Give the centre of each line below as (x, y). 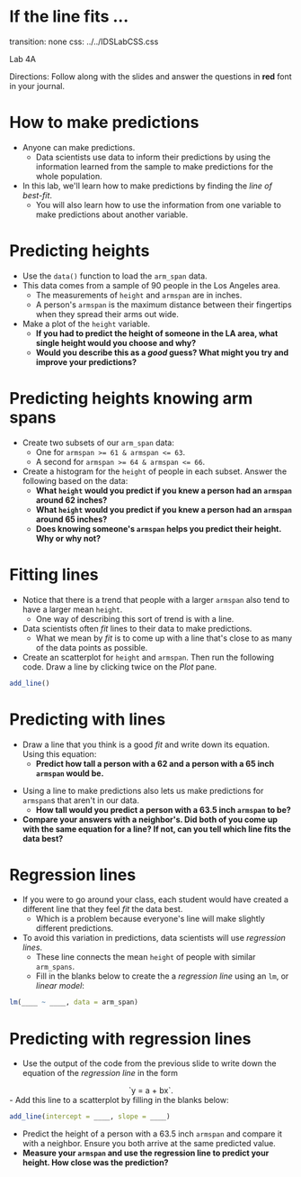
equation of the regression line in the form (100, 1073)
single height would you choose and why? (116, 342)
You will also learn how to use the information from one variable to (158, 205)
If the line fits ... (69, 17)
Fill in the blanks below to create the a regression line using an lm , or (162, 976)
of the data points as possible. (92, 647)
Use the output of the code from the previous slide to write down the (149, 1063)
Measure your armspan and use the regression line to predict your (146, 1153)
